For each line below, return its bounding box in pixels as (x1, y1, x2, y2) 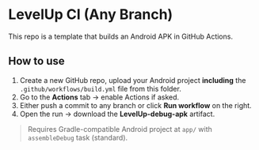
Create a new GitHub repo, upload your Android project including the (19, 75, 246, 84)
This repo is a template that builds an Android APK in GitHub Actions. (8, 32, 234, 41)
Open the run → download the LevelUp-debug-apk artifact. (19, 109, 215, 118)
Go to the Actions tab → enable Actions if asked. (19, 92, 180, 102)
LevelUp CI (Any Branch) (8, 6, 173, 24)
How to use (8, 54, 65, 68)
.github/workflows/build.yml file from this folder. (19, 84, 182, 93)
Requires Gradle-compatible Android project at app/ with (27, 124, 212, 133)
